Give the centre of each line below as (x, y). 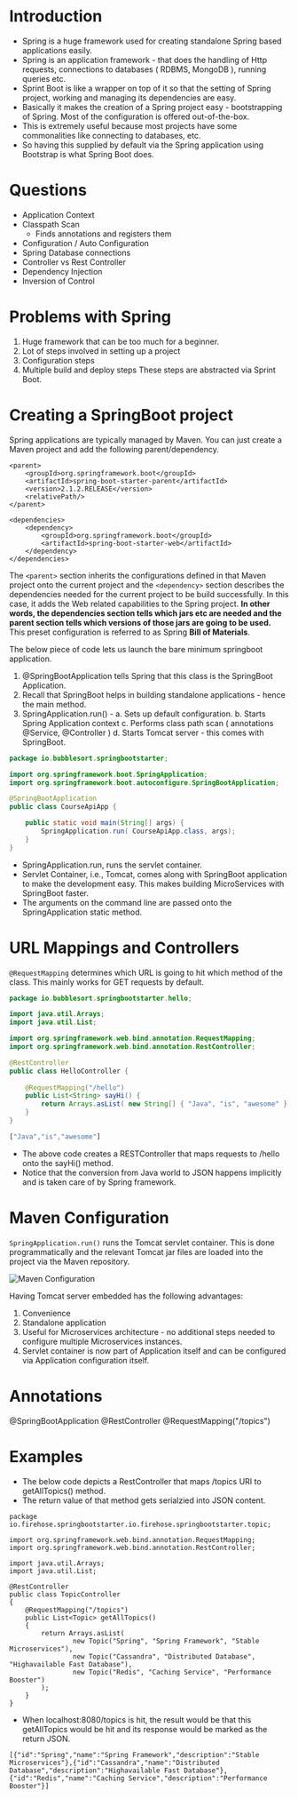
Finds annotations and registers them (103, 234)
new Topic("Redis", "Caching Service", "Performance (172, 1672)
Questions (48, 191)
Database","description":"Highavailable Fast (94, 1771)
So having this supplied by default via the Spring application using (143, 145)
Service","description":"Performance (198, 1778)
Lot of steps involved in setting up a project (101, 351)
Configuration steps (58, 360)
